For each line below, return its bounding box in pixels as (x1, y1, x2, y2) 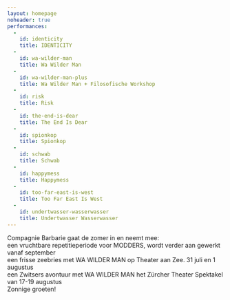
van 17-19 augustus (7, 277, 62, 286)
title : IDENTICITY (19, 42, 72, 49)
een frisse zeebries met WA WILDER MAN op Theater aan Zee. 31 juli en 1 (7, 255, 216, 264)
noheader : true (7, 17, 51, 23)
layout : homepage (7, 10, 57, 17)
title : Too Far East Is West (19, 195, 103, 203)
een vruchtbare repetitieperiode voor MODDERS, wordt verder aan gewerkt (7, 241, 220, 249)
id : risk (19, 94, 45, 100)
